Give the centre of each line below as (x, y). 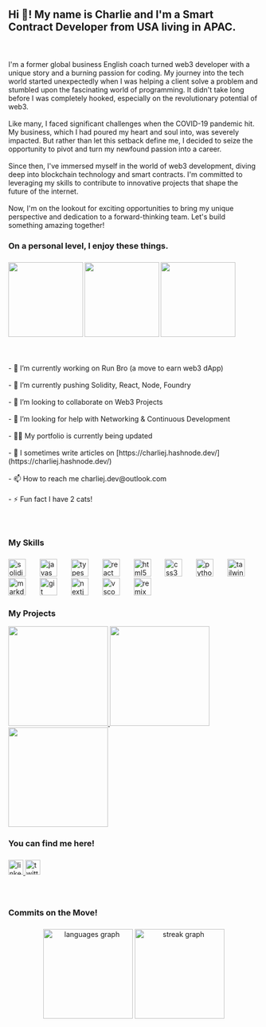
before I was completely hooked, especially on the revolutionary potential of (133, 98)
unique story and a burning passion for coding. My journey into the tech (126, 73)
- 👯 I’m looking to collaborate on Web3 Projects (86, 402)
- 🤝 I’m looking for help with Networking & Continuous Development (119, 419)
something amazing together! (57, 225)
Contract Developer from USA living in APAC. (122, 27)
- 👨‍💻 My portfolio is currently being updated (80, 436)
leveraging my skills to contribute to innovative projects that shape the (123, 183)
